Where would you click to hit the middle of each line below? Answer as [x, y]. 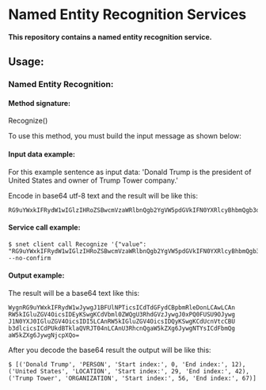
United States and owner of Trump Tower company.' [93, 180]
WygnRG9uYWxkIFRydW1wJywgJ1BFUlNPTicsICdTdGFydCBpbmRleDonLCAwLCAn [122, 307]
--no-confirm [30, 258]
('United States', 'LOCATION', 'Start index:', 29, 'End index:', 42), [129, 371]
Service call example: [44, 228]
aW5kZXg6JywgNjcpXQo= [44, 335]
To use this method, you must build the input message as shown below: [125, 136]
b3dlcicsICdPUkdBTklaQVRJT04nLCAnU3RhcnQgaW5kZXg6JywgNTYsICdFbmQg [122, 328]
